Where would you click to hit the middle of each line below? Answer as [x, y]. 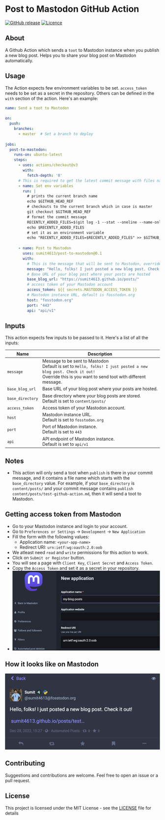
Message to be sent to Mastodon [76, 361]
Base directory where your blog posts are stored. [92, 395]
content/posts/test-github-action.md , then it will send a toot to [77, 493]
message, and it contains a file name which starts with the [71, 478]
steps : [21, 160]
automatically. [19, 61]
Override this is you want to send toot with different [94, 377]
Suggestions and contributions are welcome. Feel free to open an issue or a [82, 775]
